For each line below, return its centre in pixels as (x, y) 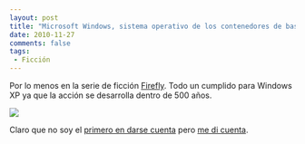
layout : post (34, 18)
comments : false (40, 43)
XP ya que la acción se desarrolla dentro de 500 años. (111, 95)
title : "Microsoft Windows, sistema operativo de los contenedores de (146, 26)
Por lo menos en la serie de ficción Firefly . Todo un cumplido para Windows (151, 86)
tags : (20, 52)
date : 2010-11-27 (42, 34)
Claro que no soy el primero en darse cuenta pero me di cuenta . (129, 130)
